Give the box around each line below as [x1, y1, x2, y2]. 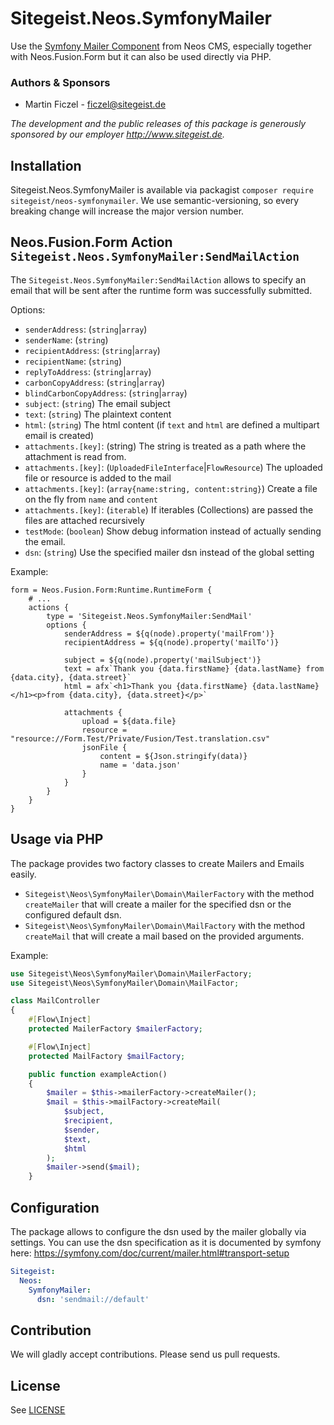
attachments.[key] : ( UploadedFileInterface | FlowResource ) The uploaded [24, 461, 323, 473]
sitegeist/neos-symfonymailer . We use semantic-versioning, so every [10, 195, 300, 207]
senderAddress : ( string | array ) [24, 323, 148, 335]
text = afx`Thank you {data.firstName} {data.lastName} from [63, 663, 325, 674]
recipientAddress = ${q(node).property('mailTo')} [63, 637, 280, 647]
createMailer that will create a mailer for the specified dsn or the [24, 898, 292, 910]
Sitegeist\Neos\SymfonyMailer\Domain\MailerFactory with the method [24, 887, 315, 899]
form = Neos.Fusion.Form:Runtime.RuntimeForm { [10, 585, 213, 595]
